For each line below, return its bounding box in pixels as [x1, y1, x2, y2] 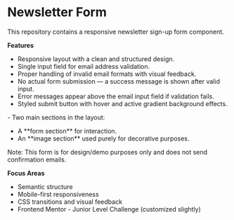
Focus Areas [7, 169, 45, 177]
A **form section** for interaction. [17, 127, 117, 135]
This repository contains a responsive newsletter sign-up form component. [7, 27, 225, 36]
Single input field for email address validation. [17, 62, 150, 70]
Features [7, 41, 34, 49]
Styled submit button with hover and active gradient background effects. [17, 99, 228, 108]
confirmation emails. [7, 155, 67, 164]
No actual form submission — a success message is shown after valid [17, 77, 220, 85]
